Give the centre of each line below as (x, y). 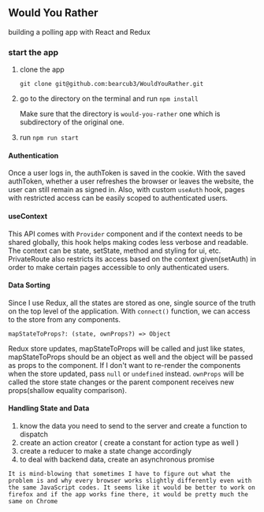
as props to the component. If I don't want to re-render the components (125, 365)
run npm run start (49, 138)
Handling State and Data (49, 408)
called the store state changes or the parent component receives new (121, 382)
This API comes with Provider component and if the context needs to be (125, 234)
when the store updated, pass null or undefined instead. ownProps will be (126, 373)
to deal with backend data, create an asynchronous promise (117, 459)
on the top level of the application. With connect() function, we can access (129, 311)
